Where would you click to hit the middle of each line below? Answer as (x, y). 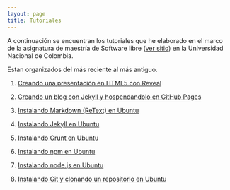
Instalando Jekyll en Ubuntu (58, 124)
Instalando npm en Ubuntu (56, 151)
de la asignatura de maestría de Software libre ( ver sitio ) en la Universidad (115, 48)
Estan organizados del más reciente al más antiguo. (82, 69)
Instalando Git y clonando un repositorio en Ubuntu (92, 179)
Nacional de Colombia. (40, 55)
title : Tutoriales (34, 20)
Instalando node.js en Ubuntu (61, 165)
